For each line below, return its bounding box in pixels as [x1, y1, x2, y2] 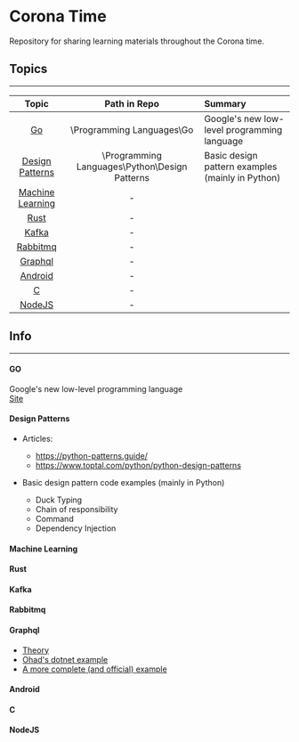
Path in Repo [104, 97, 160, 110]
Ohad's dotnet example [21, 654, 109, 665]
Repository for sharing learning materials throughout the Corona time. [9, 36, 265, 46]
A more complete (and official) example [21, 664, 167, 674]
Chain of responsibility [35, 503, 118, 514]
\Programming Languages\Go [69, 123, 194, 135]
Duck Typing [35, 494, 83, 505]
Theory [21, 644, 50, 656]
